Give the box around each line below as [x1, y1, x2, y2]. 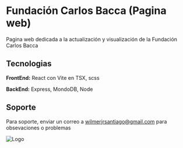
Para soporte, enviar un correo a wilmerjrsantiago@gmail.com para [6, 118, 167, 125]
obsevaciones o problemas [6, 124, 71, 131]
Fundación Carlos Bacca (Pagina [6, 4, 167, 17]
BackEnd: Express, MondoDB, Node [6, 86, 93, 93]
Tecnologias [6, 59, 52, 69]
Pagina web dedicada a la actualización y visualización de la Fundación [6, 36, 178, 43]
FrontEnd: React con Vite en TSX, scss [6, 74, 100, 81]
